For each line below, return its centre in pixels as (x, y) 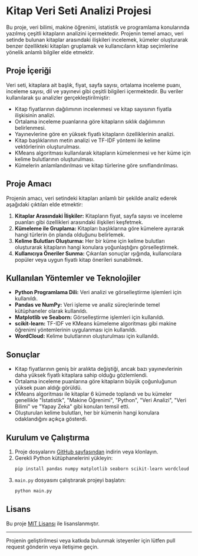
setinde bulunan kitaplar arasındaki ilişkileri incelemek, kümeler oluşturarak (97, 40)
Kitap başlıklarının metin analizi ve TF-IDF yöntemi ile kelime (88, 140)
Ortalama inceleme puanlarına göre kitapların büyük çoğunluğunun (95, 381)
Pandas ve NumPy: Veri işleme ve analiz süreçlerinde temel (87, 305)
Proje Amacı (29, 184)
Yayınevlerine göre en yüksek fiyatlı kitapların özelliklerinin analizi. (95, 134)
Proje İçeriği (29, 71)
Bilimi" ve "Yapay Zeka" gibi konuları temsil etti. (72, 407)
